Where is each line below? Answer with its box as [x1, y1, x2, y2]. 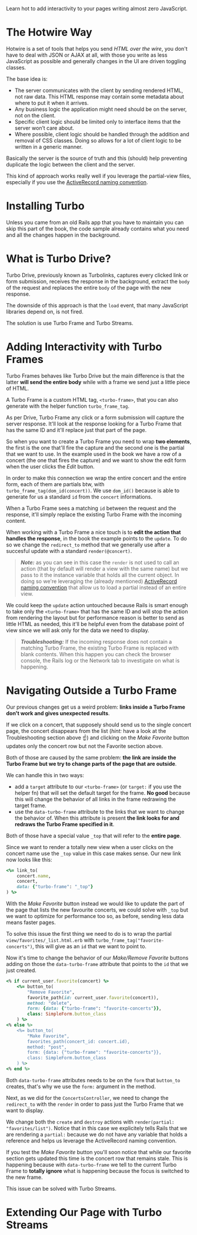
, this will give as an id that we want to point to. [32, 943, 147, 950]
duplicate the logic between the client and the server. [6, 160, 135, 168]
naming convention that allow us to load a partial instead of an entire [20, 584, 186, 591]
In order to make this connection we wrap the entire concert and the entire [6, 474, 186, 481]
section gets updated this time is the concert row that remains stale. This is [6, 1155, 188, 1162]
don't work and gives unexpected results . [6, 709, 110, 716]
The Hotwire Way [6, 26, 92, 39]
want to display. [6, 1106, 45, 1114]
